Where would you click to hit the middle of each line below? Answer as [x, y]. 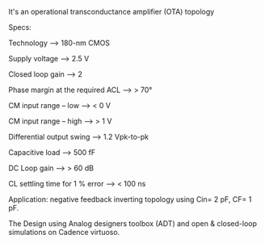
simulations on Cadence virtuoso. [64, 232]
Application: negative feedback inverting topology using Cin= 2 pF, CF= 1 [130, 199]
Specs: [20, 27]
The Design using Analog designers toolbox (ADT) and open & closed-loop [132, 224]
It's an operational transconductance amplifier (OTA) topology [111, 12]
